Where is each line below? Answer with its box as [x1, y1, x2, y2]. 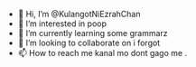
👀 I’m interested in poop [17, 18, 107, 29]
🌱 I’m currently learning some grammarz [17, 28, 169, 38]
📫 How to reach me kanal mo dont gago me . [17, 48, 188, 58]
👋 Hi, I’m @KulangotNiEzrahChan [17, 9, 141, 19]
